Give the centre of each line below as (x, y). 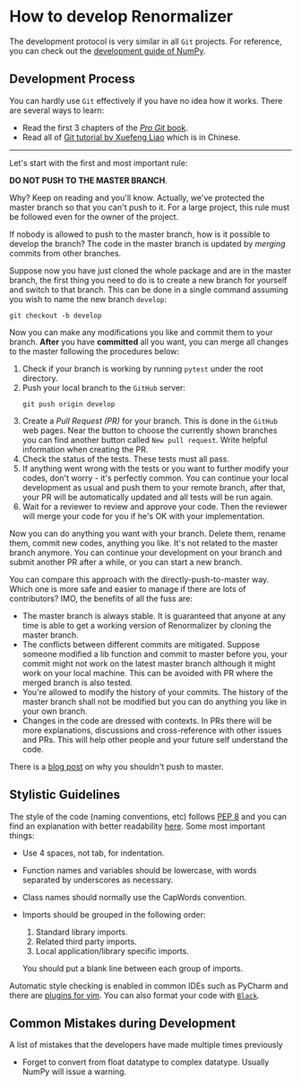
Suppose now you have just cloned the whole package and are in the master (150, 270)
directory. (40, 378)
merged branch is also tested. (77, 682)
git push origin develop (69, 404)
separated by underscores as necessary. (98, 880)
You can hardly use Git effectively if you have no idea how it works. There (146, 100)
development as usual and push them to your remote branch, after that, (154, 487)
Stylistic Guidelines (65, 795)
